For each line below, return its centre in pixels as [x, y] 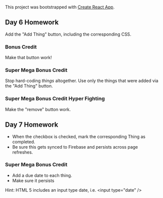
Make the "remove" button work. [38, 109]
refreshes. [23, 152]
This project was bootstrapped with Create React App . [60, 7]
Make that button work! [29, 58]
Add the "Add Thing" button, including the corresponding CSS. [68, 34]
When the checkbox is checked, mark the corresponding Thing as [79, 136]
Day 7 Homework [32, 125]
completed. [23, 142]
